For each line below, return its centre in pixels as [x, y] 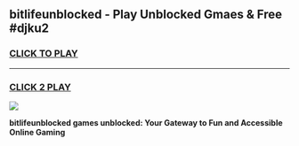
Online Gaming [37, 132]
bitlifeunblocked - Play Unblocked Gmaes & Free [146, 15]
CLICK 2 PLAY [40, 87]
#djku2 [29, 29]
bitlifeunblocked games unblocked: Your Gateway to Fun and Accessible [146, 122]
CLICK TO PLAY [44, 54]
